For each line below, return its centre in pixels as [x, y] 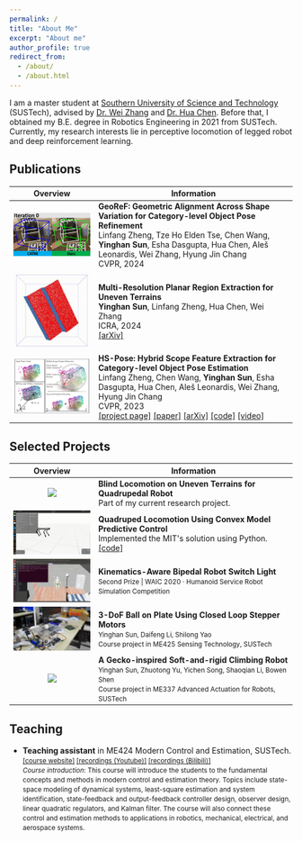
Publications [45, 170]
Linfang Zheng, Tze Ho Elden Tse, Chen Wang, [184, 235]
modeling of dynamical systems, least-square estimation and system [150, 790]
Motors [112, 625]
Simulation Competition [134, 592]
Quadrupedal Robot [136, 493]
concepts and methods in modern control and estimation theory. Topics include [145, 780]
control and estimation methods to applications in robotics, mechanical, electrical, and [155, 818]
